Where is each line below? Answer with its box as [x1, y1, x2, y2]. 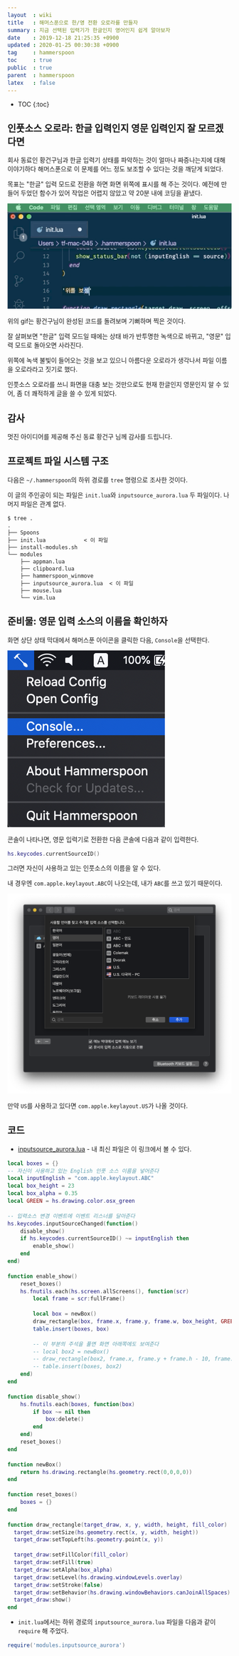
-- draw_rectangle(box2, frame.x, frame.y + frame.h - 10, [33, 1355, 212, 1363]
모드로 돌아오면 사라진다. [14, 341, 84, 350]
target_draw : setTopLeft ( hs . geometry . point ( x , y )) [14, 1536, 164, 1543]
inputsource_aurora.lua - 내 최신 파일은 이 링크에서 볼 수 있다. [17, 1144, 192, 1153]
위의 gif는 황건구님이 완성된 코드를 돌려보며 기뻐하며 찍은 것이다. [7, 317, 186, 325]
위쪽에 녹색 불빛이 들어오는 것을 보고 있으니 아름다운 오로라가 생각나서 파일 [7, 356, 215, 365]
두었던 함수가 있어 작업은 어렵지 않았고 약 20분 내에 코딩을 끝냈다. [20, 189, 203, 198]
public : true [7, 64, 53, 71]
